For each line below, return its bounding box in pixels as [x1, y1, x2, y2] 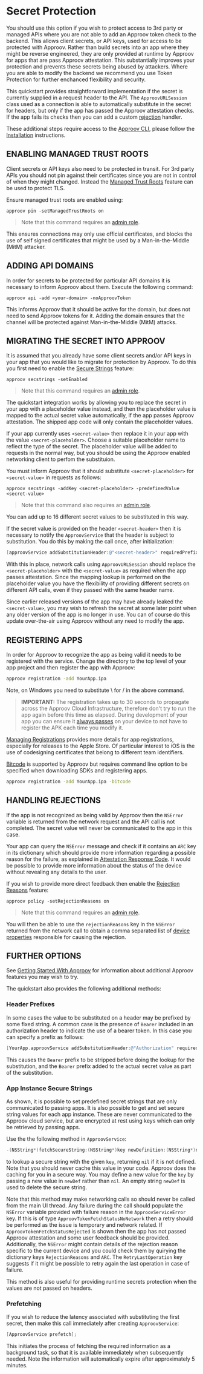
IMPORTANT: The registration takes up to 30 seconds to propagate [21, 698, 189, 705]
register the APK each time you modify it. [21, 724, 124, 731]
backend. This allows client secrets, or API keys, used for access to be [6, 37, 182, 44]
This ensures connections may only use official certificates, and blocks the [6, 230, 193, 237]
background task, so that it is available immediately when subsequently [6, 1349, 184, 1356]
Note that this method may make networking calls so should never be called [6, 1195, 195, 1203]
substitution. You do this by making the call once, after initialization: [6, 538, 174, 545]
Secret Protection [6, 4, 97, 18]
